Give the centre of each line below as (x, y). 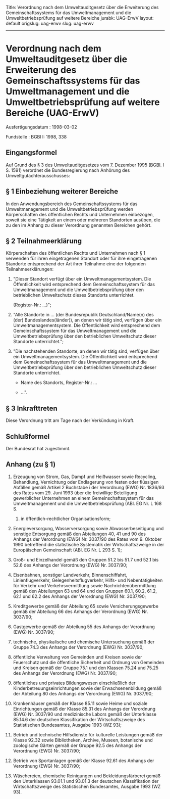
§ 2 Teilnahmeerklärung (44, 241)
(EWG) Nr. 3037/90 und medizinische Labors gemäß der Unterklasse (85, 714)
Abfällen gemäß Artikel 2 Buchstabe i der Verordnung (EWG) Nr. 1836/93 (89, 487)
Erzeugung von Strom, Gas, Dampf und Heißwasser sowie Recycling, (85, 477)
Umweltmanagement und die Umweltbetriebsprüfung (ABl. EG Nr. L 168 (87, 503)
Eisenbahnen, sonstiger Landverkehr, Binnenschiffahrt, (70, 575)
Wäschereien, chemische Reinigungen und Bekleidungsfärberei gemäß (87, 776)
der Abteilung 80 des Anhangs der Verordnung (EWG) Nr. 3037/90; (83, 693)
